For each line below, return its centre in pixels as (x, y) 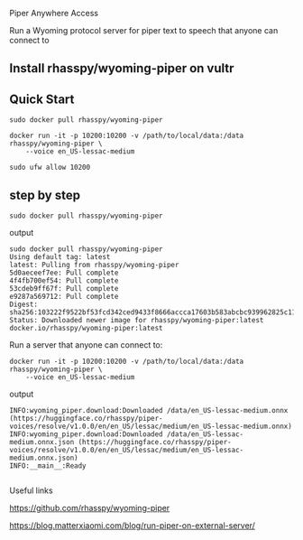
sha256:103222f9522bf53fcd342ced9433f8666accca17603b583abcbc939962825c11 (153, 312)
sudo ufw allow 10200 (50, 168)
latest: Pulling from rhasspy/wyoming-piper (94, 265)
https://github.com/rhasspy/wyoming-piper (90, 508)
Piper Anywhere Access (54, 13)
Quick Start (42, 99)
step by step (45, 195)
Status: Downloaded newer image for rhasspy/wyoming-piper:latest (137, 321)
